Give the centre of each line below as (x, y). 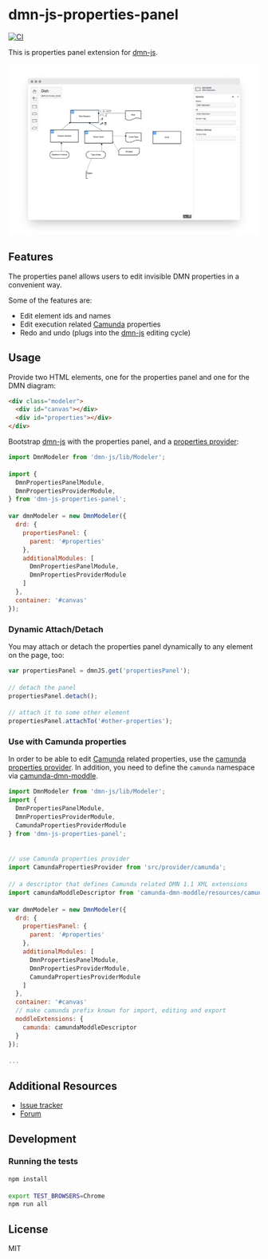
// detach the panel (43, 687)
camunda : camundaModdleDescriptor (80, 1027)
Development (43, 1139)
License (28, 1229)
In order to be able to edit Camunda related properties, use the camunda (127, 759)
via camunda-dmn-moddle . (53, 776)
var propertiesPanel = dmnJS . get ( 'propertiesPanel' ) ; (100, 671)
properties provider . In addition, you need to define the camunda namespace (132, 767)
